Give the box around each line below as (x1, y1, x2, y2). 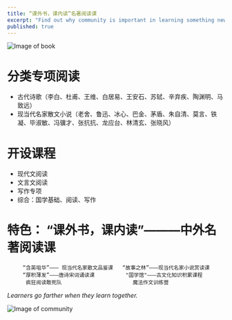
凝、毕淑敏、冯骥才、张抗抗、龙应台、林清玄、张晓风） (17, 118, 175, 127)
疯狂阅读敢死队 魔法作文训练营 (25, 279, 169, 286)
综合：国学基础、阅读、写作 (17, 195, 97, 204)
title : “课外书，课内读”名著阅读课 (7, 10, 97, 17)
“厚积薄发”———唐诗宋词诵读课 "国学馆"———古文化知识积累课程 (22, 272, 203, 279)
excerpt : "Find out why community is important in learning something (7, 17, 215, 24)
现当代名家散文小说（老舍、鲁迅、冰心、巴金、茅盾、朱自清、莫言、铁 (17, 110, 217, 118)
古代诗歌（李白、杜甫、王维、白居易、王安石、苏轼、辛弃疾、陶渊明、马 (17, 93, 223, 101)
